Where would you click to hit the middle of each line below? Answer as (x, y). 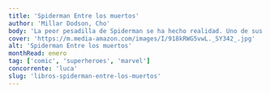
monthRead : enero (38, 53)
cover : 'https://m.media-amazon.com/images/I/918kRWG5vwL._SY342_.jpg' (132, 38)
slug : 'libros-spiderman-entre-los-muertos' (85, 76)
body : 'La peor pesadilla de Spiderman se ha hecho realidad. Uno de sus (136, 31)
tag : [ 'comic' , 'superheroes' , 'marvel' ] (79, 61)
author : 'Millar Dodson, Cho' (60, 23)
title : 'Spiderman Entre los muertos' (74, 16)
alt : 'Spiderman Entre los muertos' (70, 46)
